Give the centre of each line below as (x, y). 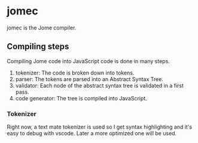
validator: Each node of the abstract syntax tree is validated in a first (100, 85)
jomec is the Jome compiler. (42, 28)
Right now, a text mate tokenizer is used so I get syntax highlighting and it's (100, 127)
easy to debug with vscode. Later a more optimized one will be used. (92, 133)
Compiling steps (38, 47)
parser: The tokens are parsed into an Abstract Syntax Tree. (89, 79)
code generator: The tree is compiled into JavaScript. (81, 98)
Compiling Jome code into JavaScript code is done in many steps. (88, 61)
